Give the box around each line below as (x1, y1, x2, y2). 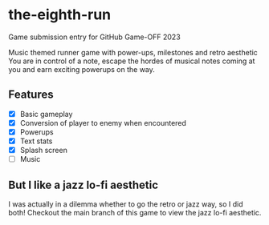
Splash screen (19, 146, 68, 155)
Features (8, 88, 54, 102)
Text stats (19, 136, 53, 146)
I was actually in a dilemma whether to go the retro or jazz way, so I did (8, 199, 243, 209)
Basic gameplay (19, 109, 73, 119)
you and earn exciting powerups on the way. (8, 64, 155, 74)
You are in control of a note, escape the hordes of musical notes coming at (8, 56, 255, 66)
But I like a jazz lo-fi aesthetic (8, 178, 159, 191)
